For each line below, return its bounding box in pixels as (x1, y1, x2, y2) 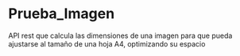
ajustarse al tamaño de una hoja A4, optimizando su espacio (8, 39, 206, 48)
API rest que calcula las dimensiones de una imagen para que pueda (8, 31, 233, 40)
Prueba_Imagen (8, 5, 115, 23)
